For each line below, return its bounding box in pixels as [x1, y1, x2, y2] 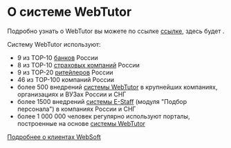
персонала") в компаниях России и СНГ [17, 105, 136, 113]
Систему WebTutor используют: [7, 40, 102, 48]
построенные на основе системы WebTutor [17, 119, 146, 127]
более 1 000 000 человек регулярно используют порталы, [17, 112, 190, 120]
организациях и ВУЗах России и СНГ [17, 90, 127, 98]
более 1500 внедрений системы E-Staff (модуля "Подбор [17, 97, 187, 105]
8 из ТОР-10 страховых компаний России [17, 61, 140, 69]
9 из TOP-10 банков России [17, 53, 98, 62]
